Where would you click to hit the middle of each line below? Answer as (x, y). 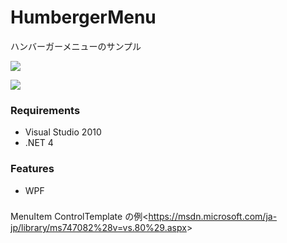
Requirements (45, 110)
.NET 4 (39, 143)
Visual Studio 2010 (63, 132)
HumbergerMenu (83, 17)
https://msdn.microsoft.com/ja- (213, 217)
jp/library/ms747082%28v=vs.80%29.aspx (98, 228)
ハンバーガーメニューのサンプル (76, 46)
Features (32, 169)
